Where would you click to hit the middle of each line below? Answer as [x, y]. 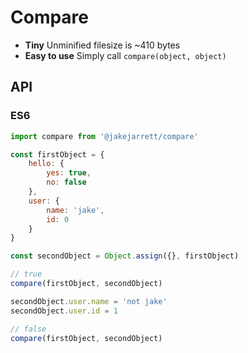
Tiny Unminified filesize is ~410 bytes [102, 45]
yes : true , [69, 173]
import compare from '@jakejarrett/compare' [104, 136]
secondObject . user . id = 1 [64, 311]
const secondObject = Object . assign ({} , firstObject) [125, 256]
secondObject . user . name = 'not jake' [89, 301]
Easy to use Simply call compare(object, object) [125, 55]
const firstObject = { [57, 154]
